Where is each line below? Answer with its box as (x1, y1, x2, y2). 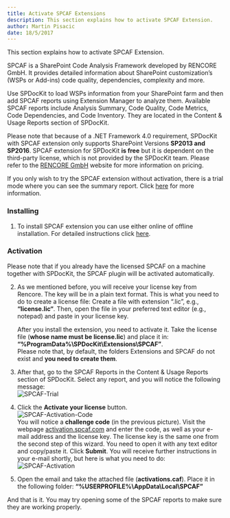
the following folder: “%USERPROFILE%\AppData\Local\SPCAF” (16, 482, 204, 490)
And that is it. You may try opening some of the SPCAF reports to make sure (7, 495, 222, 504)
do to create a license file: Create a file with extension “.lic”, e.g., (16, 297, 199, 305)
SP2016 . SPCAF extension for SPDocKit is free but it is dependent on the (7, 147, 214, 155)
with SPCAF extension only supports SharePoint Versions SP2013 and (7, 139, 206, 148)
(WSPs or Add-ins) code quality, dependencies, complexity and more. (7, 76, 205, 85)
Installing (7, 206, 39, 216)
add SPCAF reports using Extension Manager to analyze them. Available (7, 97, 211, 105)
